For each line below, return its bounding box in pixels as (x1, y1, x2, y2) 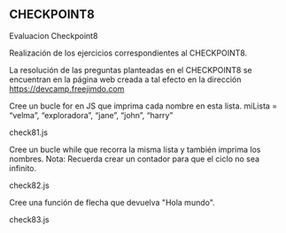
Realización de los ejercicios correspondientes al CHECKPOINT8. (9, 48, 248, 58)
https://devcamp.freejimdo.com (9, 83, 125, 94)
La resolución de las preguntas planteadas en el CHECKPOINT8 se (9, 64, 252, 75)
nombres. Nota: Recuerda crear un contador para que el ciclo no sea (9, 154, 259, 164)
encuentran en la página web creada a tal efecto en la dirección (9, 74, 242, 85)
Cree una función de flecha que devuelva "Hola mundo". (9, 197, 215, 207)
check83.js (9, 214, 50, 224)
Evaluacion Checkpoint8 (9, 30, 98, 41)
